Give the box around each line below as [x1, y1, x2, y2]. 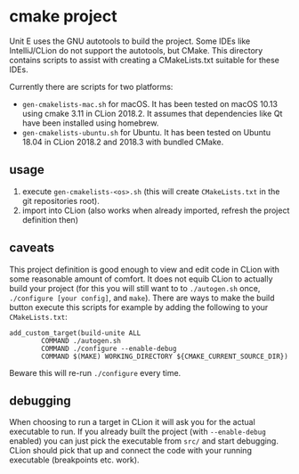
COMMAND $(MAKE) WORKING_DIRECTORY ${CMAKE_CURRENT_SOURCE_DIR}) [41, 352, 289, 361]
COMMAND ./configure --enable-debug [41, 344, 177, 353]
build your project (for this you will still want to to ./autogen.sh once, [9, 282, 261, 293]
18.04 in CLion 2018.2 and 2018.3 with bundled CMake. [21, 136, 224, 147]
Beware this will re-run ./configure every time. [9, 367, 182, 378]
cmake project [9, 6, 117, 27]
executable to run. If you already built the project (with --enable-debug [9, 426, 267, 437]
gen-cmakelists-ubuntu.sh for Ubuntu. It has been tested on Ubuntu [21, 127, 271, 137]
